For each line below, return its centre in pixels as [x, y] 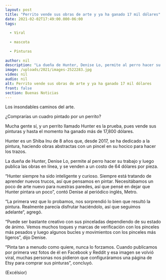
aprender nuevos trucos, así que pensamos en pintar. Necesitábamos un [79, 181]
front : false [19, 88]
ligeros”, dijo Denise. [26, 238]
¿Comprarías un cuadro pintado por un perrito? [53, 117]
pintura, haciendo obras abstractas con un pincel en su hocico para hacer [81, 146]
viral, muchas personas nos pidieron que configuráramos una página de [79, 258]
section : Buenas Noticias [32, 93]
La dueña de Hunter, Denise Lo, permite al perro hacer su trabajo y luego [80, 161]
